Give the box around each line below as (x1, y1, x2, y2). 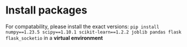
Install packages (5, 4, 87, 17)
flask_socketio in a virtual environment (5, 34, 103, 41)
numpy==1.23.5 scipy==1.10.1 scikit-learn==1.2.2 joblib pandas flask (5, 29, 182, 35)
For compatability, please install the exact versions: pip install (5, 23, 159, 30)
